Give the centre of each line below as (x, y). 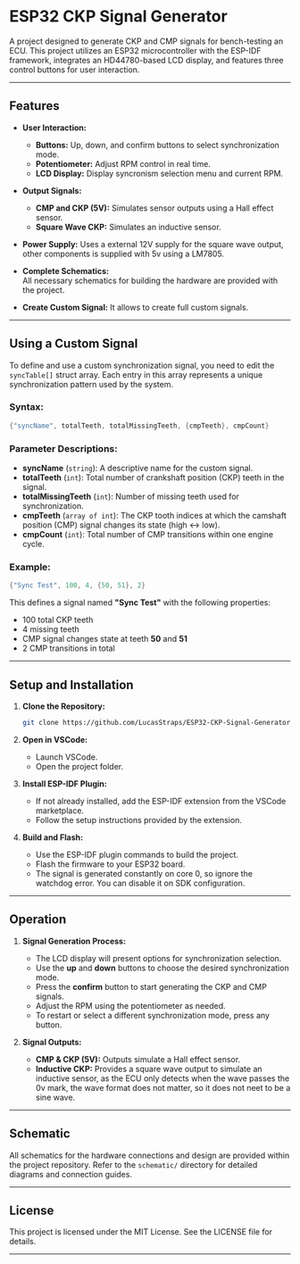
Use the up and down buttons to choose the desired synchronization (162, 968)
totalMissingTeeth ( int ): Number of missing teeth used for (130, 496)
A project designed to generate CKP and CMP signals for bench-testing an (146, 41)
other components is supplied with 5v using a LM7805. (123, 254)
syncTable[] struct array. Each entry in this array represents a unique (136, 374)
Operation (38, 920)
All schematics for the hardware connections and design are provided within (150, 1155)
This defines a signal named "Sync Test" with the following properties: (140, 603)
